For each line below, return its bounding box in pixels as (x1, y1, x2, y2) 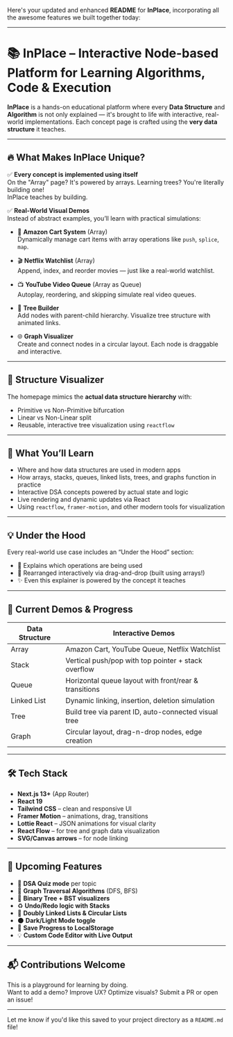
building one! (7, 185, 45, 193)
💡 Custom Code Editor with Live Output (17, 931, 133, 939)
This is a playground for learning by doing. (7, 981, 128, 989)
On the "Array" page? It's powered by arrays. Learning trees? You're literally (7, 177, 224, 187)
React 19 (17, 797, 43, 805)
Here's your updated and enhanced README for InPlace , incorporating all (7, 6, 220, 14)
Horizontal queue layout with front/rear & (65, 676, 199, 685)
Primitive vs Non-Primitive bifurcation (17, 406, 125, 414)
